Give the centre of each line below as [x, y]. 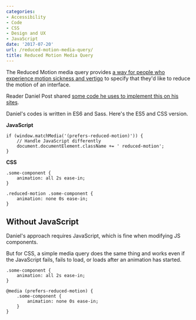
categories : [21, 11]
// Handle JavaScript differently [59, 141]
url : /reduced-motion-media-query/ [50, 50]
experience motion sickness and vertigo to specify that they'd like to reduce [98, 78]
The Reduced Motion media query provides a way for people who [86, 72]
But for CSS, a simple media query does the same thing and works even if [96, 254]
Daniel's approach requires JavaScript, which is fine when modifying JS [93, 236]
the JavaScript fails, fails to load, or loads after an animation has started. [94, 260]
